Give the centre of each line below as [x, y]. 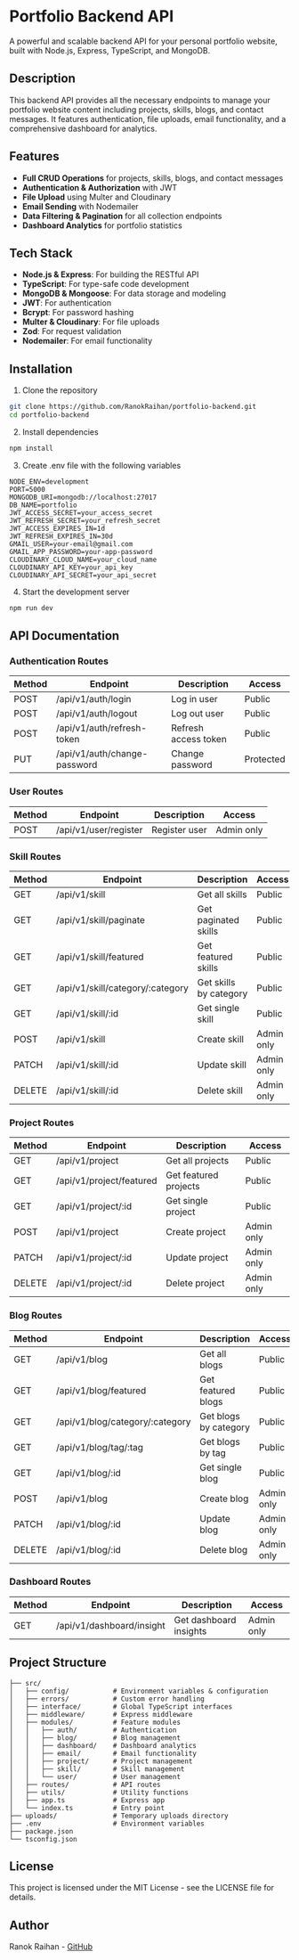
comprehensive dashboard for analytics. [83, 128]
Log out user [197, 714]
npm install [31, 448]
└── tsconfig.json [43, 1839]
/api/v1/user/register [100, 829]
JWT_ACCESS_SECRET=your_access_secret [81, 513]
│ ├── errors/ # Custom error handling [107, 1699]
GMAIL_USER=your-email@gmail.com [71, 544]
